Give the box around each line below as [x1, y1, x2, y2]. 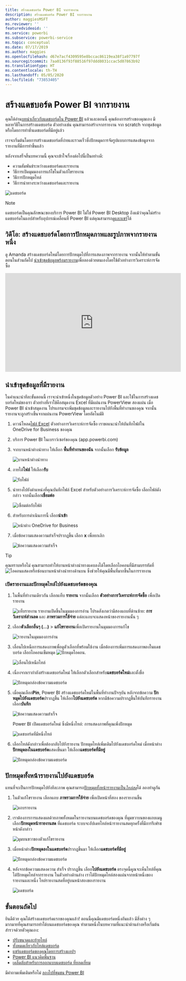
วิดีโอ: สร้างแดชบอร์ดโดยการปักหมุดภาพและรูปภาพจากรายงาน [5, 230, 157, 239]
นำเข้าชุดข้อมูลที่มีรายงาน [5, 380, 65, 389]
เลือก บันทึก [12, 700, 31, 707]
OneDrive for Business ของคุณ [12, 427, 73, 433]
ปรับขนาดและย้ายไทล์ [12, 937, 48, 943]
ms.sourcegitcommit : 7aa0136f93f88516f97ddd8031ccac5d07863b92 [5, 59, 140, 64]
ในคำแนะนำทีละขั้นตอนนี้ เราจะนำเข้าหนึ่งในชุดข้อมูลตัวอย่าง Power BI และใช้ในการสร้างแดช [5, 394, 159, 400]
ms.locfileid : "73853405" [5, 77, 59, 82]
